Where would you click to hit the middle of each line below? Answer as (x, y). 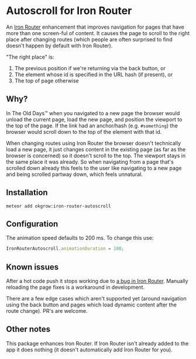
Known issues (32, 267)
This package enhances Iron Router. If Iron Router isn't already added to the (97, 343)
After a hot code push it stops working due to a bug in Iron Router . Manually (97, 281)
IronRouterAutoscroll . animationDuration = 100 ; (65, 249)
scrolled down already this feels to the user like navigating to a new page (94, 168)
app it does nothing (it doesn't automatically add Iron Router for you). (89, 350)
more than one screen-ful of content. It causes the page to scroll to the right (98, 33)
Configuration (32, 224)
